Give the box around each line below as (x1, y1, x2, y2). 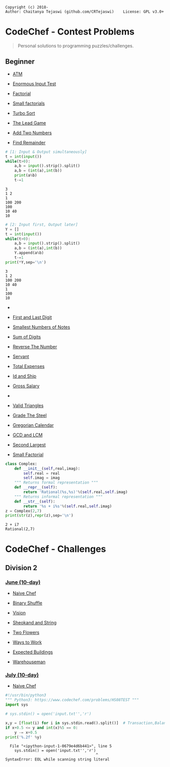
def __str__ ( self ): (14, 499, 56, 504)
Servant (12, 353, 29, 359)
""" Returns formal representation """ (14, 480, 99, 486)
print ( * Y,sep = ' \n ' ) (5, 260, 47, 265)
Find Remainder (12, 139, 46, 145)
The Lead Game (12, 119, 47, 126)
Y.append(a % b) (14, 251, 44, 256)
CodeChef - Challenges (5, 543, 106, 555)
